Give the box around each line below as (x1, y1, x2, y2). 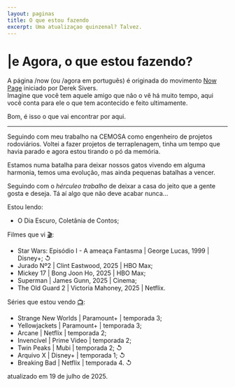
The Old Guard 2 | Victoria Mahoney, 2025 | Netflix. (17, 284, 166, 293)
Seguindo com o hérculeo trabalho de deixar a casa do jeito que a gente (7, 182, 215, 190)
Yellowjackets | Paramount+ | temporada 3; (17, 321, 142, 330)
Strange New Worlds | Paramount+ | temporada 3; (17, 314, 162, 323)
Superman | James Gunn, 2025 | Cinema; (17, 276, 138, 285)
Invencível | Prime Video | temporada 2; (17, 337, 131, 345)
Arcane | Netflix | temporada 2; (17, 329, 107, 337)
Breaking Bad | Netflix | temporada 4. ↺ (17, 358, 132, 367)
